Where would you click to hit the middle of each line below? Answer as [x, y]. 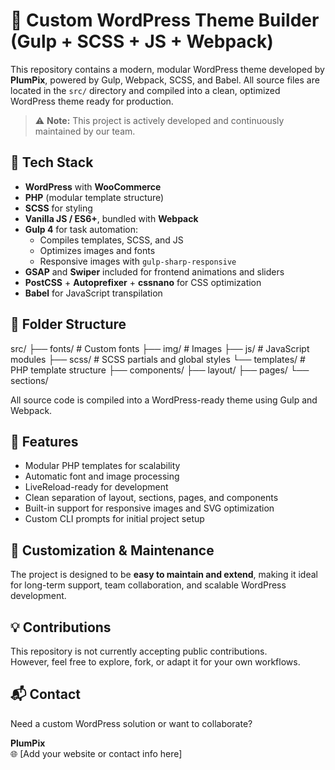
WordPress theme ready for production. [92, 101]
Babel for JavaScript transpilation [93, 293]
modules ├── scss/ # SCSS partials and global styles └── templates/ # [158, 359]
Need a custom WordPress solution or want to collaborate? [131, 723]
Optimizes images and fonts [97, 250]
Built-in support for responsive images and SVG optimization [149, 508]
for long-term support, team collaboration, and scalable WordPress [148, 585]
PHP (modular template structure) [94, 197]
